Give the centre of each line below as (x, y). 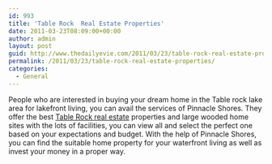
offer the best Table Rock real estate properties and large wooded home (129, 117)
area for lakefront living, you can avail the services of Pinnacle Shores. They (135, 108)
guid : (17, 54)
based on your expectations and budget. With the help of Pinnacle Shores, (133, 134)
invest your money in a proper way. (67, 151)
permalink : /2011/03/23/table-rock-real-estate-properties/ (112, 62)
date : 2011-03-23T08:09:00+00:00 (65, 31)
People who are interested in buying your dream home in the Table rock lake (136, 99)
